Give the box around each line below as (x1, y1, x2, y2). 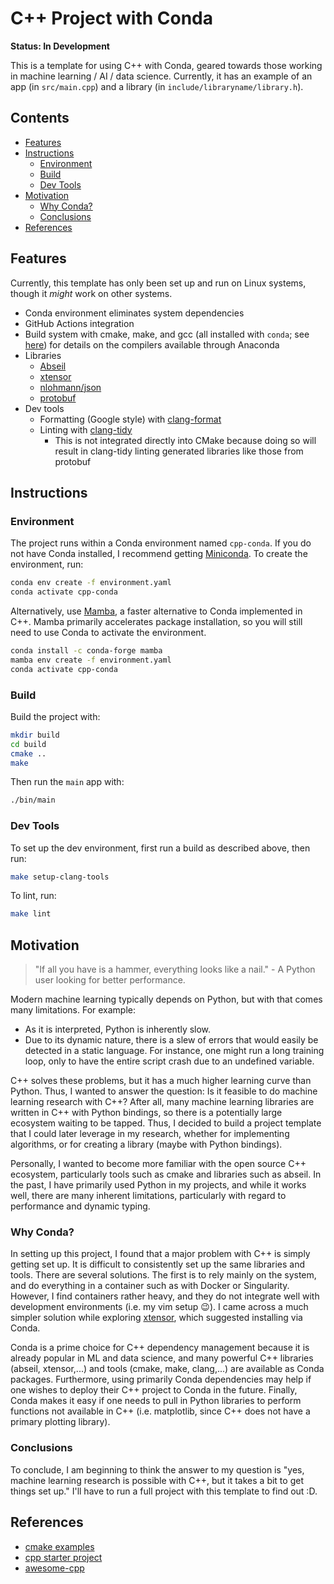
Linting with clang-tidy (39, 423, 133, 436)
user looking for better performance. (34, 974, 186, 986)
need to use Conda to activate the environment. (10, 627, 207, 638)
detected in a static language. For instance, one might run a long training (24, 1045, 325, 1057)
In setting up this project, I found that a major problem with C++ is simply (10, 1248, 311, 1260)
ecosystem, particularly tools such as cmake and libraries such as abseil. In (10, 1168, 322, 1181)
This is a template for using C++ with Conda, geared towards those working (10, 59, 323, 71)
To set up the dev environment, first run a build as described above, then (10, 842, 311, 854)
